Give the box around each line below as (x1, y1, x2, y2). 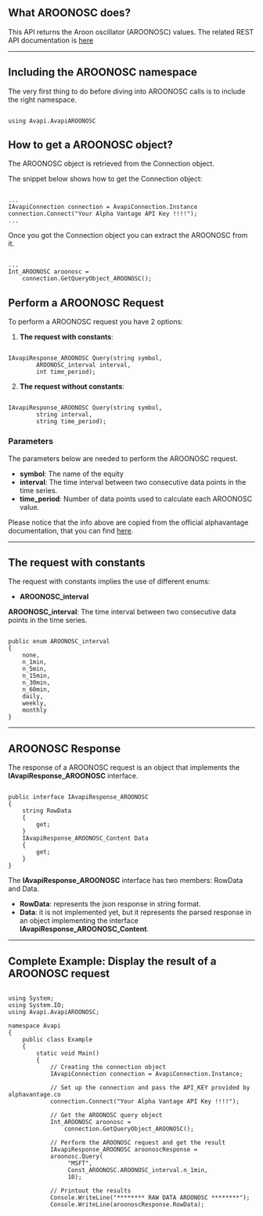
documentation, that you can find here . (8, 526, 134, 535)
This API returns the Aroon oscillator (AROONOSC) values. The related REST (8, 27, 254, 36)
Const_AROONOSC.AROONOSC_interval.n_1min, (67, 1166, 209, 1174)
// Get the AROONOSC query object (49, 1111, 163, 1119)
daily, (22, 693, 44, 701)
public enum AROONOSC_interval (8, 638, 110, 646)
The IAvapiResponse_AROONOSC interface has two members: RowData (8, 876, 243, 885)
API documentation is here (8, 35, 94, 45)
